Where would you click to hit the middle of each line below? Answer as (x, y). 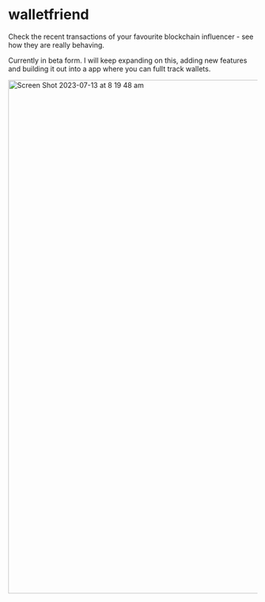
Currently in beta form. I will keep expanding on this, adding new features (128, 60)
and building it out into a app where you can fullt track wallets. (110, 68)
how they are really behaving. (57, 44)
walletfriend (49, 15)
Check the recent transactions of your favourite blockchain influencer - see (131, 36)
